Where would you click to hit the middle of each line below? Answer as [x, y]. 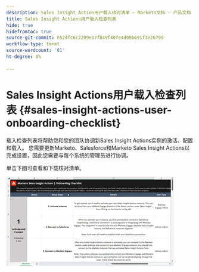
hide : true [20, 25]
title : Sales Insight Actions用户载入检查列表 [61, 19]
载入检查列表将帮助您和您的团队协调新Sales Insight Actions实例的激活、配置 [100, 140]
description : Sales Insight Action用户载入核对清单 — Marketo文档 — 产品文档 [99, 13]
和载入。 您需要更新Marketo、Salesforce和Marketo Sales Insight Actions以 [98, 148]
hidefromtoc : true [29, 32]
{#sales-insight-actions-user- [95, 110]
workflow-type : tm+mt [33, 44]
